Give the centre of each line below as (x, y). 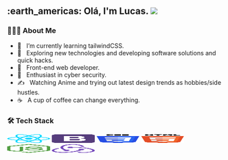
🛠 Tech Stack (31, 120)
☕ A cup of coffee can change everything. (79, 100)
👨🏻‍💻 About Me (32, 31)
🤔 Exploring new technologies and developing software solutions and (116, 53)
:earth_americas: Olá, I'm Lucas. (78, 11)
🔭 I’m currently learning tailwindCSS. (70, 45)
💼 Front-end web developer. (58, 67)
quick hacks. (35, 60)
